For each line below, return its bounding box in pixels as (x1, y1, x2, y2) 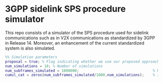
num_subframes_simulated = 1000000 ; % (5, 68, 155, 73)
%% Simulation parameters (5, 54, 57, 59)
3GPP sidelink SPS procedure (5, 3, 126, 15)
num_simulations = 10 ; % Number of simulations (5, 64, 103, 68)
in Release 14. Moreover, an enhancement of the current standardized (5, 40, 145, 46)
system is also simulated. (5, 45, 55, 51)
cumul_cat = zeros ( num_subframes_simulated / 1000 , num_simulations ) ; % (5, 73, 155, 78)
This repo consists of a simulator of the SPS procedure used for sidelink (5, 30, 149, 35)
